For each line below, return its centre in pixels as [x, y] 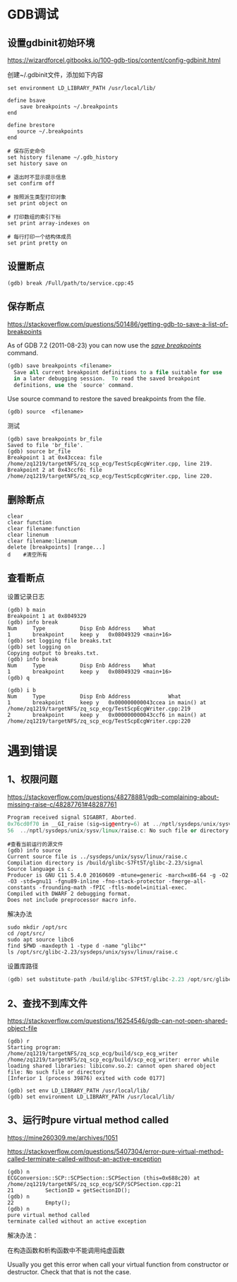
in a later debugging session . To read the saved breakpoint [107, 379]
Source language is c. [41, 869]
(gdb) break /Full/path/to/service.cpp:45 [71, 283]
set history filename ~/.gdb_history [63, 158]
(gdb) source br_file [39, 452]
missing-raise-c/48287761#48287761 [62, 804]
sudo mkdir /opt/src [38, 927]
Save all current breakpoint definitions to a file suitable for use [118, 372]
